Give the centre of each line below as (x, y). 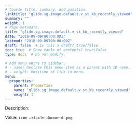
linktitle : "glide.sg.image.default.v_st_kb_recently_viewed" (69, 14)
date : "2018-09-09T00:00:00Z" (35, 37)
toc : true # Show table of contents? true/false (56, 50)
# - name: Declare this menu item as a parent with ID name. (68, 68)
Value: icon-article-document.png (39, 118)
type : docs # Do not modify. (35, 54)
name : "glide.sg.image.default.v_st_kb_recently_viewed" (72, 90)
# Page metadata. (22, 28)
